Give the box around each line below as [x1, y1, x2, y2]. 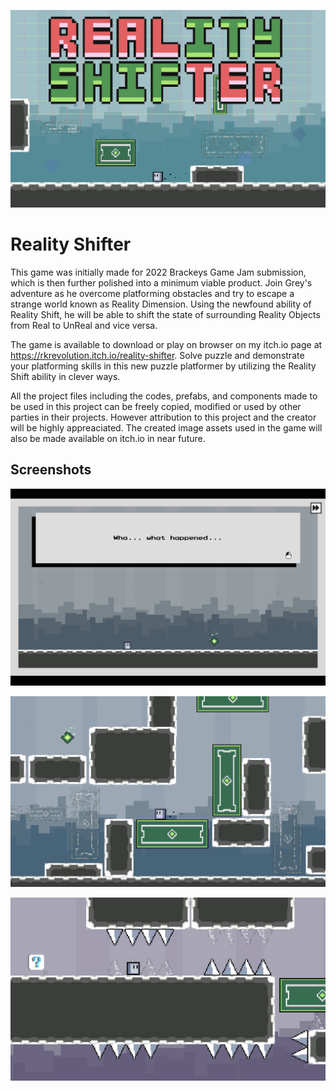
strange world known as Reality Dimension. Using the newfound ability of [10, 298, 312, 310]
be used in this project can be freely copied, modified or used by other [10, 400, 302, 412]
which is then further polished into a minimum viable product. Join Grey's [10, 276, 313, 289]
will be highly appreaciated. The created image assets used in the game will [10, 421, 323, 434]
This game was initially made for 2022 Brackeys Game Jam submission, [10, 266, 307, 278]
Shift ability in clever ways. [10, 370, 121, 382]
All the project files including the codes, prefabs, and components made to [10, 390, 318, 402]
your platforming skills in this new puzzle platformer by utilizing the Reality [10, 360, 317, 372]
